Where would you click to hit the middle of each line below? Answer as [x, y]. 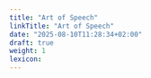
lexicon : [26, 59]
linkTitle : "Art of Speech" [62, 26]
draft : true [31, 43]
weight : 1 [28, 51]
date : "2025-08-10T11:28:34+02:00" [76, 34]
